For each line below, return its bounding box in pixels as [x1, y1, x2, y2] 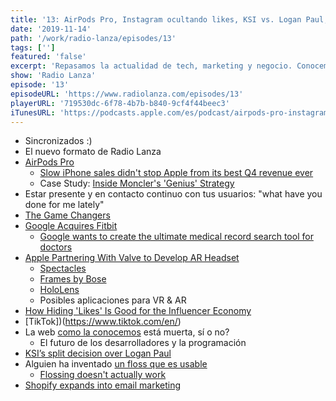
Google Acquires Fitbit [24, 220, 118, 232]
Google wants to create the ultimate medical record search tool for [39, 231, 314, 243]
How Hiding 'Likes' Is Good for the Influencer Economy [24, 305, 252, 317]
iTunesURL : [10, 107, 56, 118]
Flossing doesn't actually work [39, 369, 167, 381]
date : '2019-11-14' [10, 24, 92, 34]
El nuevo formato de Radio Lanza [24, 146, 162, 158]
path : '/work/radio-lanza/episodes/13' [10, 33, 177, 43]
